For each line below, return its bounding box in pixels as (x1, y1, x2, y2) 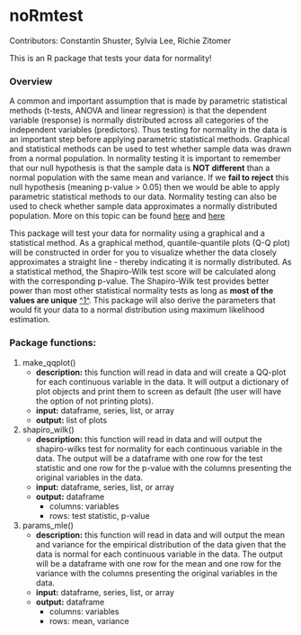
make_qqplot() (22, 357, 76, 367)
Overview (9, 75, 53, 87)
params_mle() (22, 520, 75, 531)
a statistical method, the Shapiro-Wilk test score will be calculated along (9, 267, 277, 277)
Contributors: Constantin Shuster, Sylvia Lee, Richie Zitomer (9, 35, 232, 46)
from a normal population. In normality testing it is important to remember (9, 153, 281, 164)
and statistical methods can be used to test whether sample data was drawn (9, 143, 292, 154)
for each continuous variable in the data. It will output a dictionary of (35, 376, 289, 387)
